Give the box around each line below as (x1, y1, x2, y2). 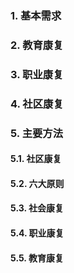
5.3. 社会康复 (10, 202, 65, 214)
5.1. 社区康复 (10, 153, 62, 165)
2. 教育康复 (10, 38, 64, 52)
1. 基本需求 (10, 8, 62, 22)
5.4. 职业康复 (10, 227, 65, 239)
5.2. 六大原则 (10, 177, 65, 189)
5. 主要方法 (10, 126, 64, 140)
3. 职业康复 (10, 67, 64, 81)
